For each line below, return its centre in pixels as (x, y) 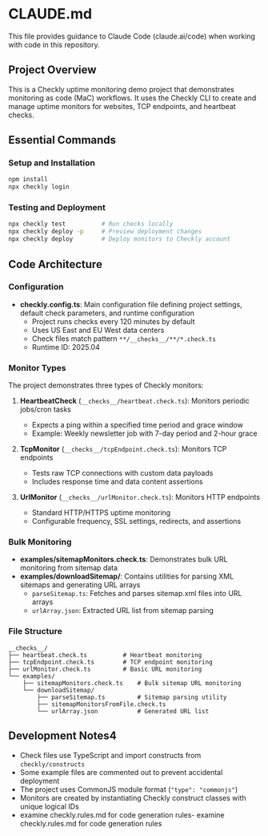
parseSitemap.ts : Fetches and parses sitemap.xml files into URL (137, 594)
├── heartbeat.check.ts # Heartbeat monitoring (105, 655)
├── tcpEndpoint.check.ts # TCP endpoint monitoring (111, 662)
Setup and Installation (52, 163)
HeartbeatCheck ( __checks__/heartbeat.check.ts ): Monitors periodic (135, 401)
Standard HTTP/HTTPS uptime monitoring (101, 513)
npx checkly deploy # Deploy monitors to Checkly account (119, 239)
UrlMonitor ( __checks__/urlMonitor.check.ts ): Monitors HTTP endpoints (140, 497)
